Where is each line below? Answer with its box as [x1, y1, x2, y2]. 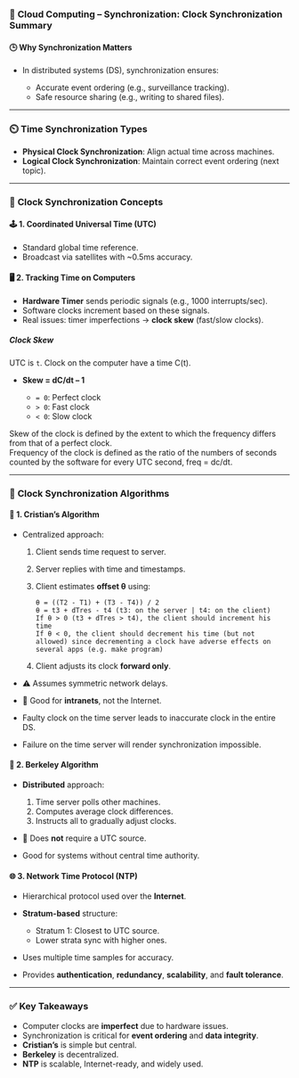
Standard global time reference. [21, 242, 139, 252]
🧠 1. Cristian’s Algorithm [9, 509, 100, 520]
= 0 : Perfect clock [35, 391, 101, 402]
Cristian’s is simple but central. [21, 1039, 137, 1050]
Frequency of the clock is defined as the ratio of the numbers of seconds [9, 447, 278, 457]
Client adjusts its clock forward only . [35, 660, 172, 671]
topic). [21, 165, 46, 177]
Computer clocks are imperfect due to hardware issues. [21, 1020, 229, 1031]
